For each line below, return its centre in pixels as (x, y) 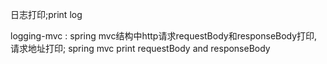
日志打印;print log (46, 14)
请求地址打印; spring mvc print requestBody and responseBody (140, 48)
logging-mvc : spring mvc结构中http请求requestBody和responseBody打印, (164, 36)
